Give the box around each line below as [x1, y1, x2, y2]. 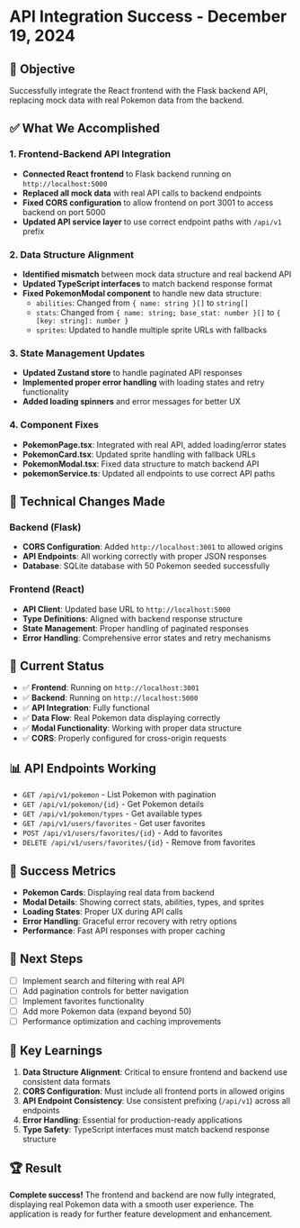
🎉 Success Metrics [9, 863, 117, 878]
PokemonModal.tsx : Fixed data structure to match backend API [22, 458, 260, 469]
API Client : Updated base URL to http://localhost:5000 [22, 604, 231, 614]
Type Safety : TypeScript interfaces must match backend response [22, 1123, 270, 1134]
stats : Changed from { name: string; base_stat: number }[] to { [35, 306, 281, 317]
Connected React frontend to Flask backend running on [22, 168, 232, 179]
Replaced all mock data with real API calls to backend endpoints [22, 187, 262, 198]
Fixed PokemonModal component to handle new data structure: [22, 287, 262, 298]
